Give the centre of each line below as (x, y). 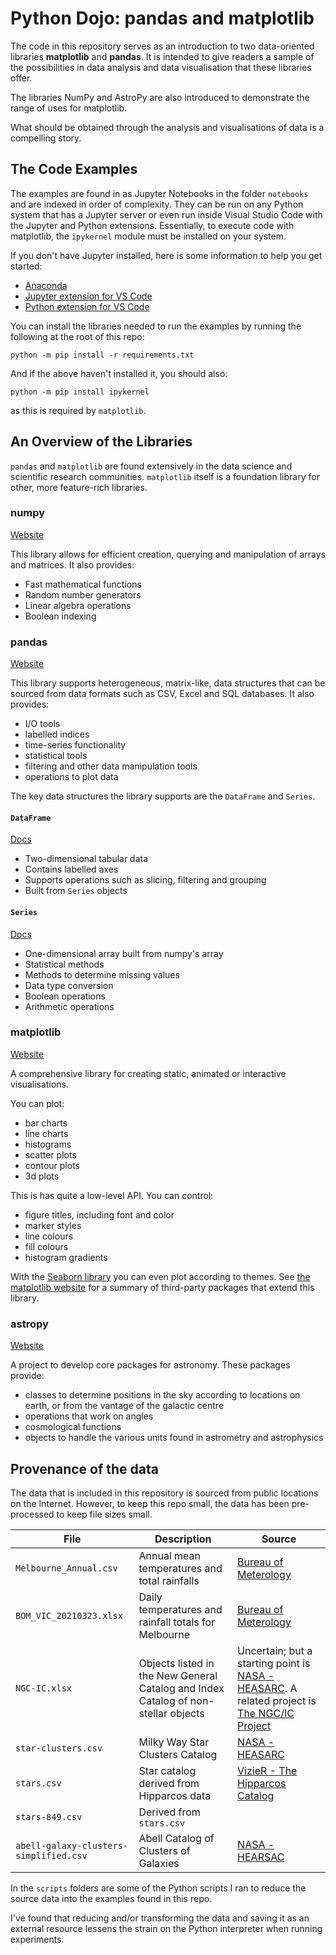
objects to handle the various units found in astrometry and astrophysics (174, 1438)
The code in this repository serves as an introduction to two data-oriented (162, 46)
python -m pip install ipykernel (80, 392)
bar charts (46, 1123)
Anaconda (46, 285)
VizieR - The (267, 1770)
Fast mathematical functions (83, 584)
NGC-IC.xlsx (44, 1688)
